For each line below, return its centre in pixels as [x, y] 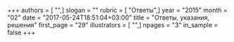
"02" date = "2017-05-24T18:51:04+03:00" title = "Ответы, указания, [108, 17]
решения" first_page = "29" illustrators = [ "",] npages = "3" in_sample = [113, 25]
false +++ [21, 32]
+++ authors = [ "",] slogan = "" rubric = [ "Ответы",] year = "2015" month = [117, 10]
